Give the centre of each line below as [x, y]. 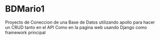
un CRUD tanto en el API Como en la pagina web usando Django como [76, 27]
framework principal [25, 32]
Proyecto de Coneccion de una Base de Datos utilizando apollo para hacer [80, 22]
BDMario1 [25, 9]
